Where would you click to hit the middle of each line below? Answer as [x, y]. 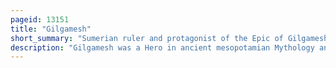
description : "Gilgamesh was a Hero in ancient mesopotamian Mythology [162, 47]
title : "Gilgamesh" [51, 29]
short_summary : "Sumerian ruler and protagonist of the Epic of [147, 38]
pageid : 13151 [40, 19]
